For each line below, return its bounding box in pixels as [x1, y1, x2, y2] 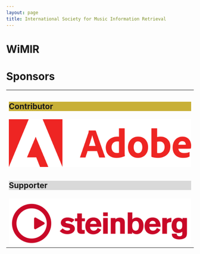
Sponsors [6, 69, 55, 83]
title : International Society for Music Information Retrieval [6, 16, 167, 22]
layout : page [6, 10, 39, 16]
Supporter [8, 181, 48, 191]
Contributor [8, 101, 54, 111]
